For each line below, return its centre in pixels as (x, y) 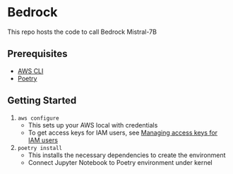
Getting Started (42, 100)
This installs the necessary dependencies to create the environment (127, 155)
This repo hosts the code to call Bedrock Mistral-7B (82, 32)
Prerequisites (37, 54)
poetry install (40, 148)
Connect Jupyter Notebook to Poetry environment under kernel (120, 162)
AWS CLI (30, 70)
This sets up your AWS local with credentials (93, 125)
